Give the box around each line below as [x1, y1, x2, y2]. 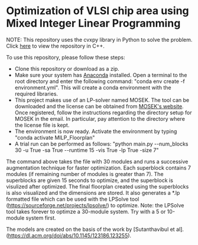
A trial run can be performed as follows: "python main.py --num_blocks [14, 140, 189, 147]
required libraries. [14, 90, 58, 97]
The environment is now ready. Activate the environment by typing [14, 128, 177, 135]
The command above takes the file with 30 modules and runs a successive [6, 158, 189, 165]
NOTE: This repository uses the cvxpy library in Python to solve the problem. [6, 36, 193, 43]
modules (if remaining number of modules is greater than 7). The [6, 170, 164, 177]
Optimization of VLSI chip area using [6, 4, 189, 18]
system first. [25, 214, 56, 221]
